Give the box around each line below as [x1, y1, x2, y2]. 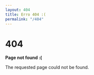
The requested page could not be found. [5, 64, 89, 70]
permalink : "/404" [5, 16, 44, 21]
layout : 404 [5, 7, 30, 12]
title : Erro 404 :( [5, 12, 46, 17]
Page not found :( [5, 54, 42, 60]
